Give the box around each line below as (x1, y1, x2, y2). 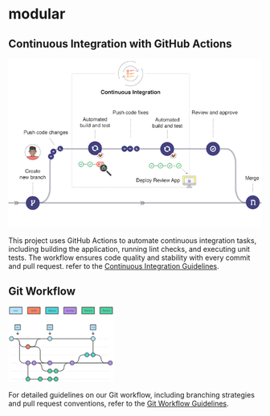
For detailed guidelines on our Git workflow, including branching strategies (8, 389, 256, 399)
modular (8, 5, 66, 23)
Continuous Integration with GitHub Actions (8, 37, 232, 51)
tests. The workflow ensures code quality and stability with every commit (8, 253, 251, 262)
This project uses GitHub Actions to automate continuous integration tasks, (8, 235, 257, 245)
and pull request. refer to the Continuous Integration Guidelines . (8, 261, 219, 270)
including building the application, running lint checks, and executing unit (8, 244, 251, 253)
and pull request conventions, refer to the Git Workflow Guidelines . (8, 398, 229, 408)
